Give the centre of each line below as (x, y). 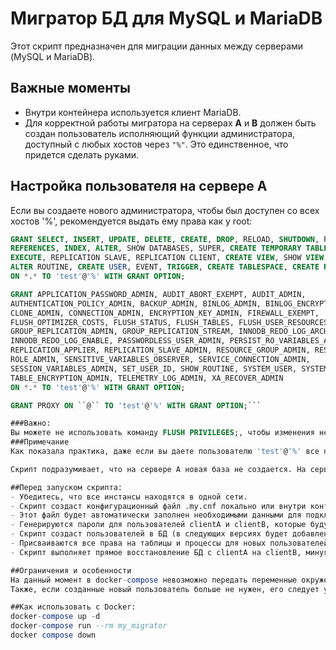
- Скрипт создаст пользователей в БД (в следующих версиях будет (149, 534)
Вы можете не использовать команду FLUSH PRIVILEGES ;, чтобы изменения (162, 433)
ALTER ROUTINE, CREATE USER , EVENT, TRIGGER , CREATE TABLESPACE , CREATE (165, 267)
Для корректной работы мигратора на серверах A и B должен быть (170, 123)
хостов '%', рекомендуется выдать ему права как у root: (131, 221)
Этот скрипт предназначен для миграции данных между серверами (157, 46)
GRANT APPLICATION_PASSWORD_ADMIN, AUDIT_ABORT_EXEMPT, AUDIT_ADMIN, (158, 294)
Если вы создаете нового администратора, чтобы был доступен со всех (165, 210)
